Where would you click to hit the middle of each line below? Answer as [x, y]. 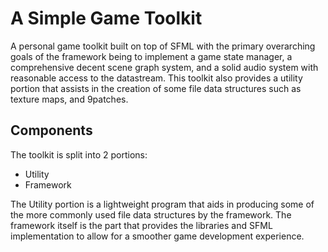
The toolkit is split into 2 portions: [79, 154]
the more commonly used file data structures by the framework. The [151, 214]
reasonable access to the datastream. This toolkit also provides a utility [156, 78]
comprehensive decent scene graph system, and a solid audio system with [164, 67]
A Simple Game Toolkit [106, 18]
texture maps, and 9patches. [69, 99]
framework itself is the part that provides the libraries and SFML [141, 225]
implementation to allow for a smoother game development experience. [157, 236]
